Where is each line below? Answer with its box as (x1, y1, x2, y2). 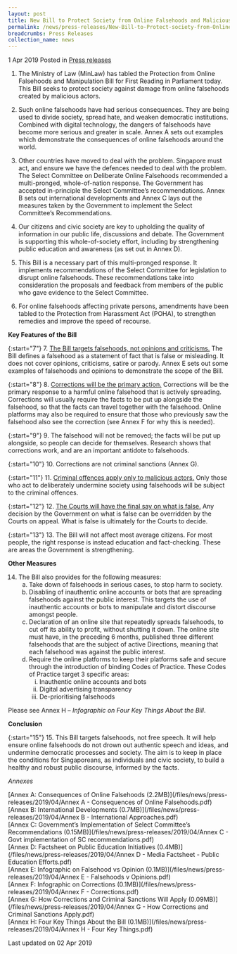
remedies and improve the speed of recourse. (18, 317, 151, 326)
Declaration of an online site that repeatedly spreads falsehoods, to (28, 618, 224, 626)
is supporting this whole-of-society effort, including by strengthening (18, 237, 219, 246)
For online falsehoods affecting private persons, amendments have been (18, 302, 229, 310)
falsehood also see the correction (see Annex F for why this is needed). (8, 418, 215, 426)
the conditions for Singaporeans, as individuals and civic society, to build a (8, 756, 224, 764)
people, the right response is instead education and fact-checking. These (8, 538, 221, 547)
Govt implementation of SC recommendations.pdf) (8, 835, 154, 844)
